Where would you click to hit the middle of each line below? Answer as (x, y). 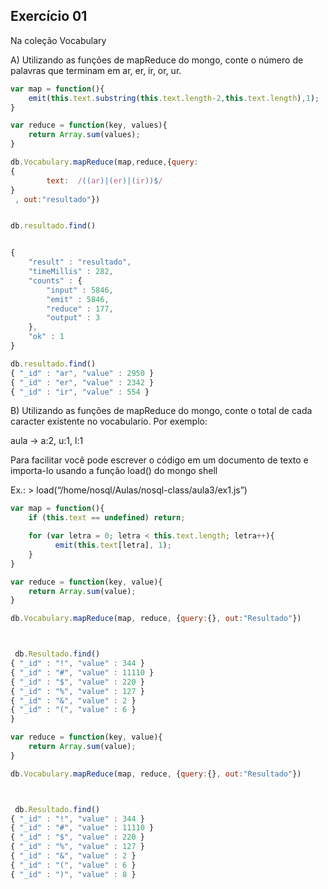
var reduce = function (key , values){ (89, 125)
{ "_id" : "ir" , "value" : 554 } (80, 392)
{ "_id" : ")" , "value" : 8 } (73, 874)
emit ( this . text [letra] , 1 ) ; (113, 545)
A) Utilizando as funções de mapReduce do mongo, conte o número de (157, 60)
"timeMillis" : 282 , (71, 272)
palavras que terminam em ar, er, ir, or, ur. (96, 70)
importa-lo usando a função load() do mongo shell (114, 471)
